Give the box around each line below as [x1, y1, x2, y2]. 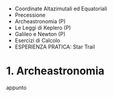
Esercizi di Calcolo [14, 37, 61, 44]
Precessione [14, 11, 46, 19]
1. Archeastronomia [6, 64, 105, 78]
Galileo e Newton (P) [14, 31, 65, 38]
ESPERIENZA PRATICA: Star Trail [14, 43, 95, 50]
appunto [6, 84, 27, 91]
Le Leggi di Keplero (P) [14, 24, 71, 31]
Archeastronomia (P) [14, 18, 66, 25]
